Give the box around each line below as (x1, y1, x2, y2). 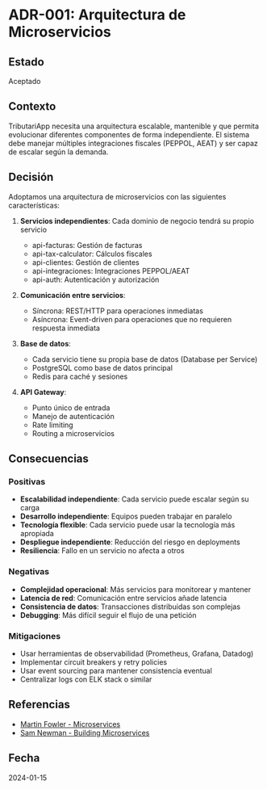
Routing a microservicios (31, 428, 115, 438)
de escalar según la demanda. (8, 147, 109, 157)
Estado (8, 55, 44, 69)
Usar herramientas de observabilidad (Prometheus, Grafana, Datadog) (19, 648, 254, 658)
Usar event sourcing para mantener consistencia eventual (19, 665, 212, 675)
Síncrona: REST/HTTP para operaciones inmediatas (31, 305, 204, 316)
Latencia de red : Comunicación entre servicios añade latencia (19, 593, 227, 602)
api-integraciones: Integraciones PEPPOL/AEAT (31, 266, 190, 275)
